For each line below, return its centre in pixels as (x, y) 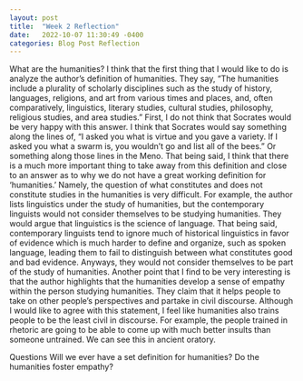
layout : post (34, 18)
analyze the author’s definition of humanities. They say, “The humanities (144, 79)
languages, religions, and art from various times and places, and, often (142, 98)
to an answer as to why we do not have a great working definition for (138, 175)
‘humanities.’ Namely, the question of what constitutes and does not (136, 185)
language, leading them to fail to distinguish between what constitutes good (151, 253)
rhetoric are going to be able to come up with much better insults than (140, 330)
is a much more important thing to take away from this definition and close (148, 165)
